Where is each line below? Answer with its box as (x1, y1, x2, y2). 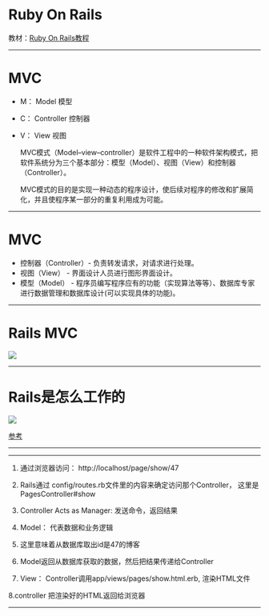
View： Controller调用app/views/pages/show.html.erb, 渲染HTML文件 (19, 574, 251, 583)
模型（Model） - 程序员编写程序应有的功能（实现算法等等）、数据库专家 (19, 278, 255, 287)
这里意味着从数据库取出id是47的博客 (19, 539, 140, 549)
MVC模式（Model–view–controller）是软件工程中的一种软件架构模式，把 (19, 147, 259, 157)
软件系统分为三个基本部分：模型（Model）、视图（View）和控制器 (19, 158, 236, 167)
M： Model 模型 (19, 96, 73, 106)
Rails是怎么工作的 (8, 388, 126, 406)
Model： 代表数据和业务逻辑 (19, 522, 114, 532)
